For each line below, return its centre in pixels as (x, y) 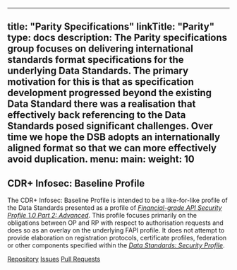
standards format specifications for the (96, 60)
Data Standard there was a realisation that (102, 104)
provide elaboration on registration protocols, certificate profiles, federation (117, 238)
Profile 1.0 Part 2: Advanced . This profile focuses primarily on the (102, 216)
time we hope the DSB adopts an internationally (114, 137)
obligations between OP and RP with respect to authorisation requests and (115, 223)
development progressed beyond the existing (110, 93)
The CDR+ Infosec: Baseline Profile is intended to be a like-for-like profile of (117, 200)
